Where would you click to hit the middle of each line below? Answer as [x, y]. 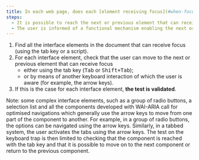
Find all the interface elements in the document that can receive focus [100, 45]
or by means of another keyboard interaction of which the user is [103, 76]
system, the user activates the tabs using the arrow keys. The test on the [95, 132]
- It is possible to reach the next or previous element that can [95, 23]
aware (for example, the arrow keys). [68, 83]
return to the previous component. [48, 151]
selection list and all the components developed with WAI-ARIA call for [92, 107]
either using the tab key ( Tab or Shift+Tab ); [78, 70]
